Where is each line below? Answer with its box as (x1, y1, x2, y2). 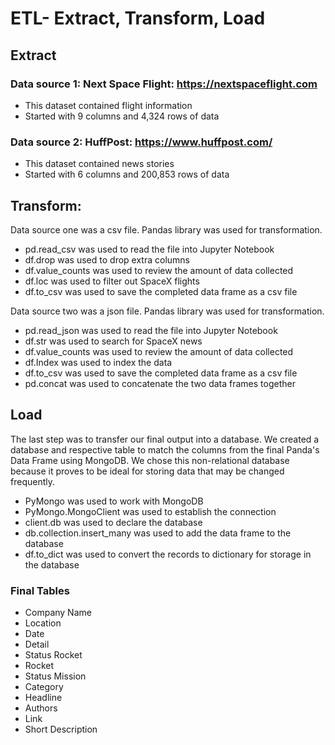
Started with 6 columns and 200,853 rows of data (24, 168, 230, 181)
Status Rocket (24, 649, 83, 661)
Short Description (24, 723, 98, 736)
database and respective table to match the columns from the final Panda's (10, 443, 320, 456)
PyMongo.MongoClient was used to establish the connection (24, 505, 277, 517)
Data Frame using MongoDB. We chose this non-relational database (10, 454, 290, 466)
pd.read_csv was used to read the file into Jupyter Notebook (24, 243, 275, 255)
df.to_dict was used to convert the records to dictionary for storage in (24, 548, 312, 560)
